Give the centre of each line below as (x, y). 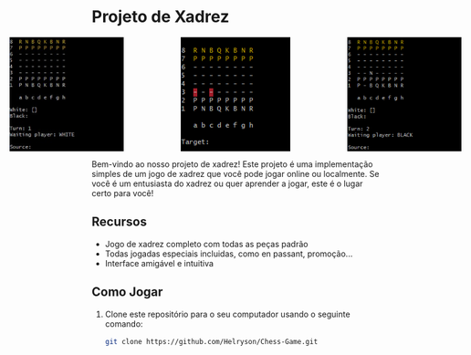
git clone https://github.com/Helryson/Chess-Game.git (211, 341)
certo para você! (123, 193)
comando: (124, 324)
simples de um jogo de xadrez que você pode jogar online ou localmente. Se (235, 173)
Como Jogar (127, 292)
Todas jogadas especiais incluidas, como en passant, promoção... (229, 254)
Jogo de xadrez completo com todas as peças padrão (206, 244)
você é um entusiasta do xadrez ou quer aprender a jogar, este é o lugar (227, 183)
